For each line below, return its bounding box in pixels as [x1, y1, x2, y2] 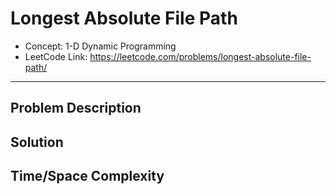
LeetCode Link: [24, 50, 88, 62]
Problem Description [10, 100, 142, 117]
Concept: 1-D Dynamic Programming [24, 40, 177, 52]
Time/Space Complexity [10, 168, 165, 185]
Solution [10, 133, 64, 151]
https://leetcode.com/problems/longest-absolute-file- [89, 50, 312, 62]
